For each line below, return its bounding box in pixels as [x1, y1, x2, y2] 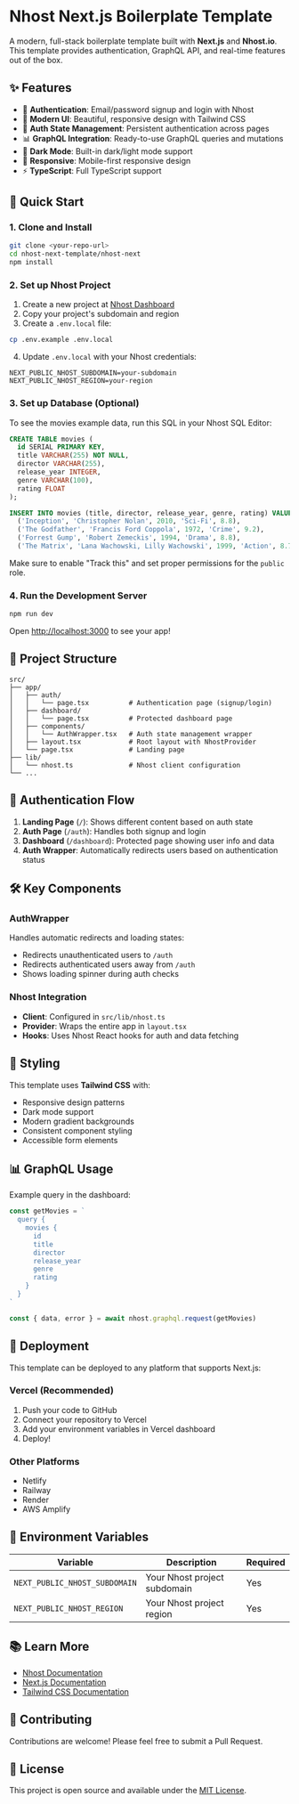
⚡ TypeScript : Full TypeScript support [21, 165, 162, 175]
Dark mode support [21, 1106, 94, 1117]
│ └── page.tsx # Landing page [9, 745, 185, 754]
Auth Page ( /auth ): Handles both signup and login [21, 825, 206, 836]
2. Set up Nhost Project [9, 279, 111, 291]
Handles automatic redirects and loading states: [9, 932, 185, 943]
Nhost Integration [9, 991, 87, 1004]
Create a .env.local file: [21, 318, 112, 329]
